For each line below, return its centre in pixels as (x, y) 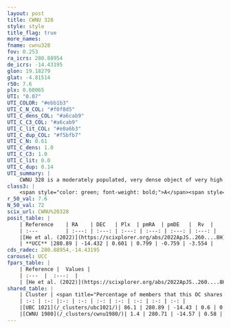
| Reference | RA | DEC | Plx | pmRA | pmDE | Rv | (117, 224)
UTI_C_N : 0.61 (27, 142)
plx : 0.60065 (26, 90)
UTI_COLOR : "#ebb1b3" (38, 103)
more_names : (24, 39)
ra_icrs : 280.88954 (35, 58)
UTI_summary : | (29, 173)
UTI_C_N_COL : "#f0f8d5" (41, 109)
